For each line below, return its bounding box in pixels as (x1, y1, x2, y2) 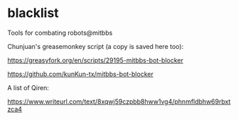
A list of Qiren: (7, 83, 50, 92)
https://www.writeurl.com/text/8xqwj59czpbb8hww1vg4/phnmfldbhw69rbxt (7, 97, 231, 106)
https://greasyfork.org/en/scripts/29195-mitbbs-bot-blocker (7, 55, 183, 65)
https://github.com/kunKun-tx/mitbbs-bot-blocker (7, 70, 154, 78)
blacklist (7, 5, 59, 21)
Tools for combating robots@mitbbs (7, 28, 113, 37)
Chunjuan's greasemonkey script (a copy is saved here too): (7, 42, 184, 50)
